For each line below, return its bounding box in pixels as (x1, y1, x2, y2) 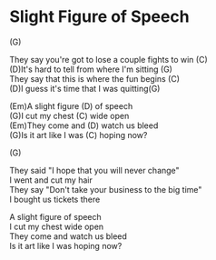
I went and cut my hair (9, 175, 93, 185)
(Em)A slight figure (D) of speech (9, 100, 133, 111)
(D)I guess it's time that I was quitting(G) (9, 83, 161, 94)
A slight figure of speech (9, 211, 102, 222)
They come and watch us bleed (9, 230, 127, 242)
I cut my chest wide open (9, 221, 104, 232)
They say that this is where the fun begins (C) (9, 73, 180, 84)
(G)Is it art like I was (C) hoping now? (9, 129, 148, 140)
